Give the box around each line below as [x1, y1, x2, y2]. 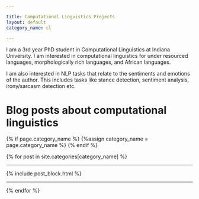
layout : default [6, 19, 46, 25]
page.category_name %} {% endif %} [6, 142, 98, 149]
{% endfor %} [6, 187, 40, 194]
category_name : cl [6, 25, 52, 31]
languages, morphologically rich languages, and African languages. [6, 58, 171, 66]
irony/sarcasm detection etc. [6, 83, 76, 90]
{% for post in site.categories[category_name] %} [6, 153, 127, 160]
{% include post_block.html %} [6, 170, 82, 177]
